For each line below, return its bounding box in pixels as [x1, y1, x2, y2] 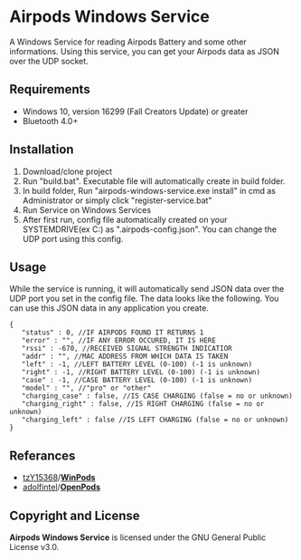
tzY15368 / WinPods [22, 472, 96, 483]
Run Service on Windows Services [22, 204, 152, 215]
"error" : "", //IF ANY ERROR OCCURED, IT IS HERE [21, 336, 217, 345]
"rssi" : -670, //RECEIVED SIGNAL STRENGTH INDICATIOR [21, 344, 232, 353]
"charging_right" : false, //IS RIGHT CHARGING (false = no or [21, 400, 265, 409]
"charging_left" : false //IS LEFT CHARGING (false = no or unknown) [21, 415, 289, 425]
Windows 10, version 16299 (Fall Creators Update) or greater [22, 106, 249, 117]
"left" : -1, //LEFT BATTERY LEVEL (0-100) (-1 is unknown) [21, 360, 253, 369]
